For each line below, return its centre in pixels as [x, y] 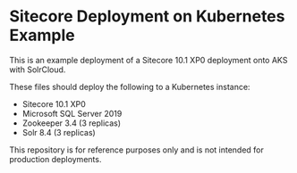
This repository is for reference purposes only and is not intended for [136, 150]
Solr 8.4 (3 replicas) [59, 132]
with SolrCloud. [38, 70]
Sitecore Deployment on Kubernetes [147, 16]
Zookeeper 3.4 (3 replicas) [72, 123]
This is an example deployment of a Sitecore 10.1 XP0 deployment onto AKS [148, 60]
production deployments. [55, 159]
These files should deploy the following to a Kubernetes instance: [130, 86]
